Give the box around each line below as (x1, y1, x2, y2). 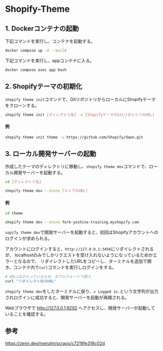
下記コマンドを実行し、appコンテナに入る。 (5, 58, 94, 64)
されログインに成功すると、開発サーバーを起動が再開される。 (5, 294, 130, 300)
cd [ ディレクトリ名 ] (5, 180, 42, 185)
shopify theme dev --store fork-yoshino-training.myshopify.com (5, 220, 139, 225)
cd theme (5, 211, 23, 216)
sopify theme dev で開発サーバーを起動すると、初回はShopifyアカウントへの (5, 229, 159, 235)
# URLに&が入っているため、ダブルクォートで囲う (5, 274, 92, 279)
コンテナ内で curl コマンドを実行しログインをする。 (13, 264, 116, 270)
